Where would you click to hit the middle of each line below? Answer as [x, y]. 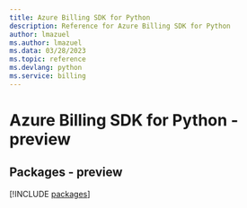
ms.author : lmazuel [46, 43]
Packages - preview [66, 173]
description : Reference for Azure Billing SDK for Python [120, 26]
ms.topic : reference [48, 59]
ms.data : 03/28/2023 [48, 51]
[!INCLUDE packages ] [50, 194]
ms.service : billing [48, 76]
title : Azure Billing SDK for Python [80, 17]
